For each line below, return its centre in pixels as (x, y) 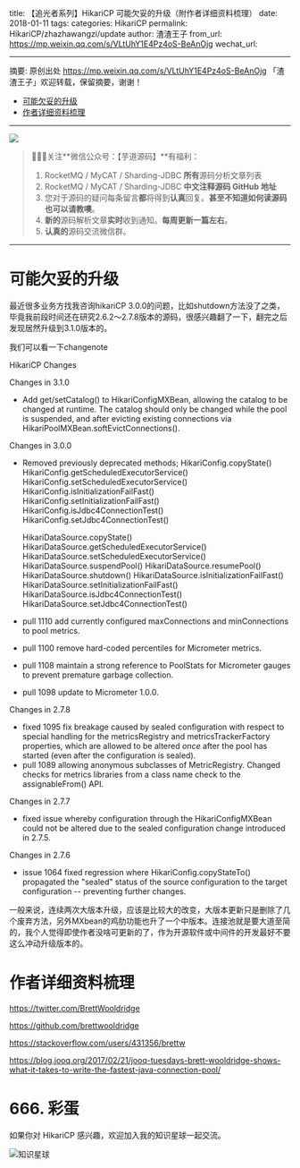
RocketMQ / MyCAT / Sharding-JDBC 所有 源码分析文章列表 (153, 175)
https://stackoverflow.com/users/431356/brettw (97, 1043)
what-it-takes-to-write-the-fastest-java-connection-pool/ (115, 1070)
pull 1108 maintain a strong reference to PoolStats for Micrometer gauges (156, 665)
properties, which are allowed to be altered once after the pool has (145, 746)
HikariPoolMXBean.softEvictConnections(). (101, 428)
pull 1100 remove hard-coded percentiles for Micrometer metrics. (142, 648)
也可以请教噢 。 (72, 209)
